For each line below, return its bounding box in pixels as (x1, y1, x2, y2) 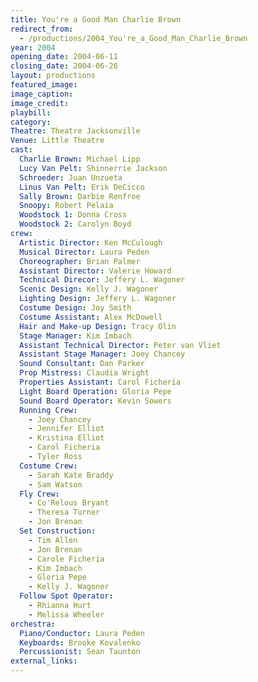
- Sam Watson (28, 479, 83, 490)
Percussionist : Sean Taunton (19, 647, 141, 657)
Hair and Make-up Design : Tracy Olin (19, 321, 177, 331)
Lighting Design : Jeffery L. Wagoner (19, 294, 177, 304)
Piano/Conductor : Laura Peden (19, 628, 145, 638)
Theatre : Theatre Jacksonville (10, 126, 141, 136)
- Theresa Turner (28, 507, 101, 518)
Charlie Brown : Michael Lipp (19, 154, 141, 164)
